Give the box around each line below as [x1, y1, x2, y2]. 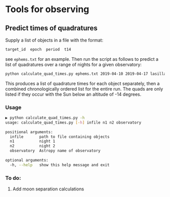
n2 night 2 [10, 143, 56, 149]
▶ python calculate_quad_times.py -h [5, 115, 85, 121]
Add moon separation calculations [12, 186, 84, 192]
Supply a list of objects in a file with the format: [5, 37, 104, 43]
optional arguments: [5, 157, 49, 163]
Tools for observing [5, 4, 90, 15]
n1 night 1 [10, 139, 56, 144]
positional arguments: [5, 129, 53, 135]
